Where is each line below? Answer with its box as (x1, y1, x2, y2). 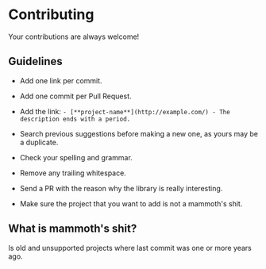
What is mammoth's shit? (8, 222, 137, 236)
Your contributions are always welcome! (8, 32, 140, 41)
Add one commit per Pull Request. (19, 91, 132, 101)
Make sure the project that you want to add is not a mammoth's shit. (19, 198, 243, 208)
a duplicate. (19, 137, 59, 147)
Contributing (8, 6, 94, 24)
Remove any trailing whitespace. (19, 168, 127, 178)
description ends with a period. (19, 115, 131, 123)
